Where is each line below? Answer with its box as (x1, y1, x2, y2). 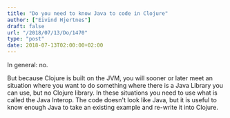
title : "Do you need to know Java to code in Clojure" (7, 10, 169, 17)
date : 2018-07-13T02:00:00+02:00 (7, 42, 104, 49)
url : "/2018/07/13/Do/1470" (7, 29, 88, 36)
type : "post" (7, 36, 45, 43)
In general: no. (7, 61, 48, 69)
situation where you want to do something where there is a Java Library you (7, 82, 223, 89)
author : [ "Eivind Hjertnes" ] (7, 16, 91, 23)
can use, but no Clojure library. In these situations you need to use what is (7, 88, 218, 97)
